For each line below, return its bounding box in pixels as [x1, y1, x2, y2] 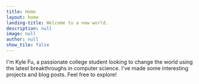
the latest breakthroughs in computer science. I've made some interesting [6, 64, 189, 71]
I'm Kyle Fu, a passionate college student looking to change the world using [6, 58, 193, 66]
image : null [6, 31, 36, 37]
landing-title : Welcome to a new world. [6, 20, 109, 26]
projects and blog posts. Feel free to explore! [6, 71, 117, 78]
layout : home [6, 14, 39, 20]
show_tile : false [6, 42, 50, 48]
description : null [6, 25, 52, 32]
